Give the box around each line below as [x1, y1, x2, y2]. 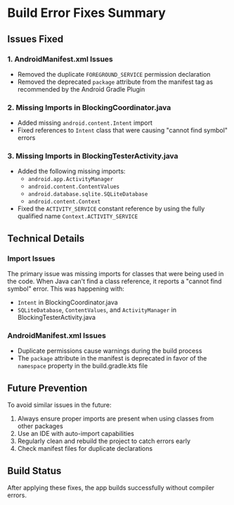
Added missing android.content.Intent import [17, 118, 153, 127]
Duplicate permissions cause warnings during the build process [17, 347, 202, 355]
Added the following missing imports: [17, 167, 126, 175]
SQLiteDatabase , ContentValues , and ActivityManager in [17, 306, 177, 314]
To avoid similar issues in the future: [7, 401, 112, 409]
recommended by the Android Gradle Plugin [17, 85, 145, 93]
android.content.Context [27, 199, 101, 206]
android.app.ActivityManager [27, 176, 114, 183]
